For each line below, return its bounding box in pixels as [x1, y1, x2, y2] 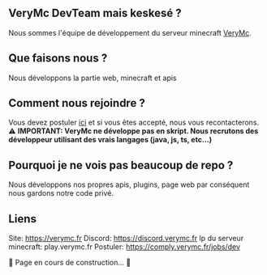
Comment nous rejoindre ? [8, 96, 146, 110]
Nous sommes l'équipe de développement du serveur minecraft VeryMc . [8, 27, 252, 37]
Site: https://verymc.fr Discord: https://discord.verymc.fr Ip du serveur [8, 234, 244, 243]
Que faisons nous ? [8, 52, 108, 66]
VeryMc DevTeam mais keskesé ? [8, 6, 182, 20]
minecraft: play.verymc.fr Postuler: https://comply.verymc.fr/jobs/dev [8, 242, 241, 252]
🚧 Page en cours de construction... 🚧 [8, 258, 131, 268]
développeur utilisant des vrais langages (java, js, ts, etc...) [8, 135, 213, 145]
